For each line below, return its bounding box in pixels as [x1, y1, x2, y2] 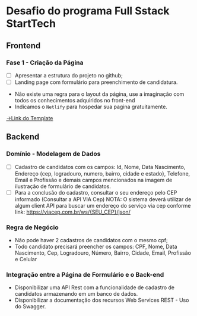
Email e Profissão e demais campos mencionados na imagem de [14, 176, 173, 183]
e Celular [14, 256, 37, 263]
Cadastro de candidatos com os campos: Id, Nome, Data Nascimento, [14, 163, 186, 170]
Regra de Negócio [6, 223, 59, 231]
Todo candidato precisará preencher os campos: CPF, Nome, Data [14, 243, 177, 251]
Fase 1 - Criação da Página [6, 58, 84, 67]
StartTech [6, 17, 56, 30]
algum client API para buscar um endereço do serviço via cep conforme [14, 202, 191, 209]
